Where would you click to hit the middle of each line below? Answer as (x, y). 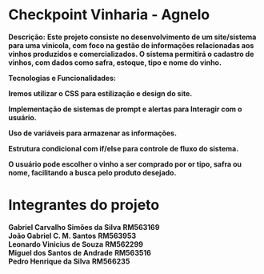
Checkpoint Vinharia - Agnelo (109, 15)
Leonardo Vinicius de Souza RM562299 (76, 244)
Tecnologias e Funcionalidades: (62, 78)
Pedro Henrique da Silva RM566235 (69, 261)
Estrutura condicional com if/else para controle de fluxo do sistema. (124, 148)
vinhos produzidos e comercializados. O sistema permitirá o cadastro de (131, 54)
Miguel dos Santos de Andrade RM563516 (80, 252)
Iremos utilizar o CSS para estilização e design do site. (100, 93)
